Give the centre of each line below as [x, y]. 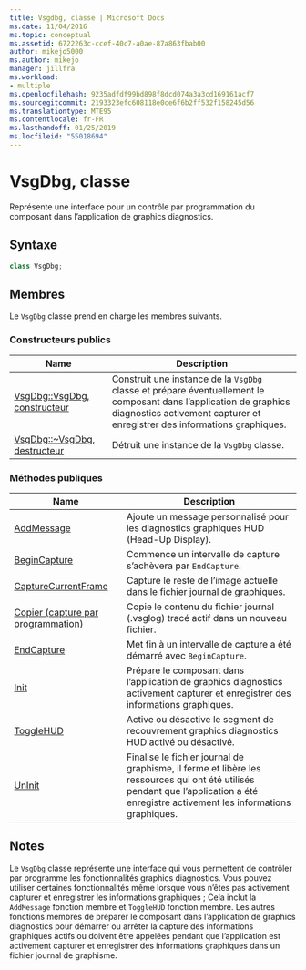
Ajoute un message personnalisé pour [207, 516]
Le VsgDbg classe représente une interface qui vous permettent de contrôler [151, 868]
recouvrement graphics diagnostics [202, 730]
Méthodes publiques [56, 477]
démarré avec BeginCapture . [187, 655]
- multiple [30, 86]
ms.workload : [34, 77]
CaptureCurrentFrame [61, 586]
